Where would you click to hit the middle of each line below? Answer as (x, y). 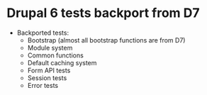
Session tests (47, 78)
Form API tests (49, 70)
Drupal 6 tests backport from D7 (103, 13)
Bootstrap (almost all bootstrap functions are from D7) (106, 40)
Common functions (56, 55)
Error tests (43, 85)
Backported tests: (43, 33)
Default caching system (62, 62)
